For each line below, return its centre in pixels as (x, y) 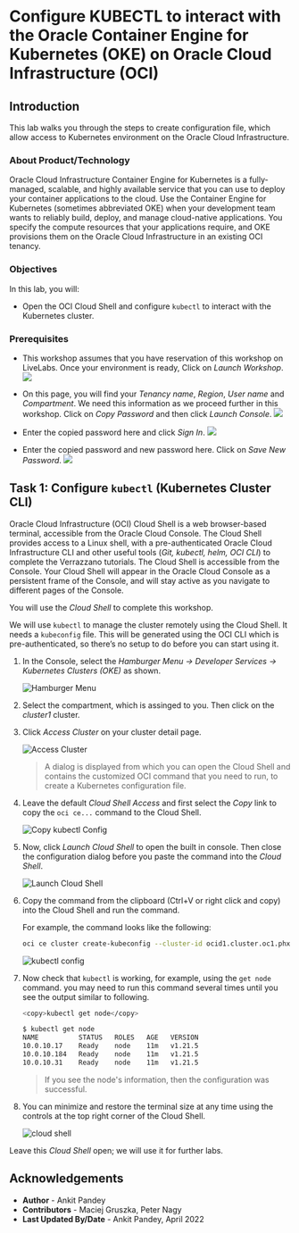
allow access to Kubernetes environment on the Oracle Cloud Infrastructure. (149, 137)
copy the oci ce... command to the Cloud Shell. (112, 812)
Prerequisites (39, 338)
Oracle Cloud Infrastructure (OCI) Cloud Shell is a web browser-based (138, 523)
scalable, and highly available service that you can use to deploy (166, 189)
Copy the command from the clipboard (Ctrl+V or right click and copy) (151, 900)
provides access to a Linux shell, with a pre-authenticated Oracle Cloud (141, 543)
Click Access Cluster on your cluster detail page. (112, 732)
